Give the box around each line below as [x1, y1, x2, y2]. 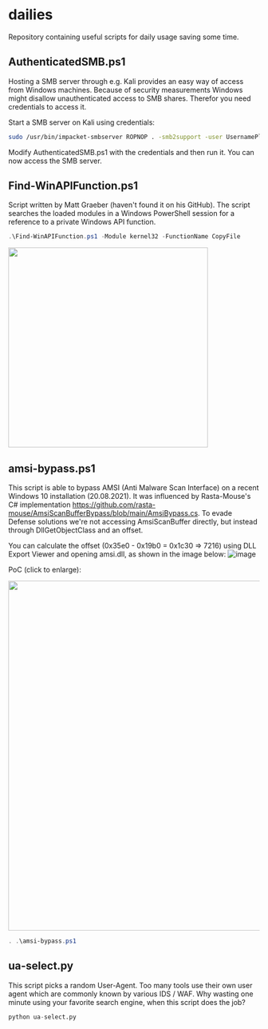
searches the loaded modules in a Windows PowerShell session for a [8, 209, 235, 218]
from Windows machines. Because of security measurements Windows [8, 85, 243, 94]
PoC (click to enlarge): [8, 565, 82, 575]
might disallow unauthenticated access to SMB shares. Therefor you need [8, 94, 251, 103]
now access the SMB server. [8, 156, 102, 166]
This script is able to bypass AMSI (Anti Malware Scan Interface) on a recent [8, 483, 259, 493]
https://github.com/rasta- [72, 500, 156, 509]
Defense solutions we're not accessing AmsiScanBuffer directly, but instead [8, 517, 258, 527]
